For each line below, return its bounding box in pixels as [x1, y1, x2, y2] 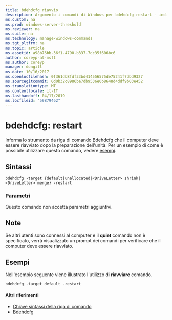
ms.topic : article [5, 45, 45, 51]
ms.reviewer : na [5, 27, 40, 32]
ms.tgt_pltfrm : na [5, 41, 45, 46]
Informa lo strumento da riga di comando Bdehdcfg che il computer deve [5, 136, 159, 143]
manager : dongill [5, 64, 42, 70]
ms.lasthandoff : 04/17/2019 [5, 93, 66, 98]
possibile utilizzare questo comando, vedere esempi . [5, 148, 117, 154]
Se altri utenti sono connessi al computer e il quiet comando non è [5, 232, 146, 238]
